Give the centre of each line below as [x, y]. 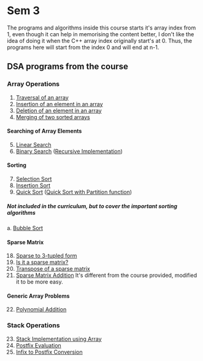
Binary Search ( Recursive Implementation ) [69, 151]
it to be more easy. [39, 282]
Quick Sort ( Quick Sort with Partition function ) [74, 192]
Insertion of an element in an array [59, 104]
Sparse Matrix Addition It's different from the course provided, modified [106, 275]
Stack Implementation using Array [59, 339]
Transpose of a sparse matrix [53, 269]
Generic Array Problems [38, 296]
